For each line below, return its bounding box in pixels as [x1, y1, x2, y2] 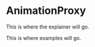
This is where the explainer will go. [6, 23, 89, 30]
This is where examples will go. [6, 34, 82, 41]
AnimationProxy [6, 4, 86, 17]
